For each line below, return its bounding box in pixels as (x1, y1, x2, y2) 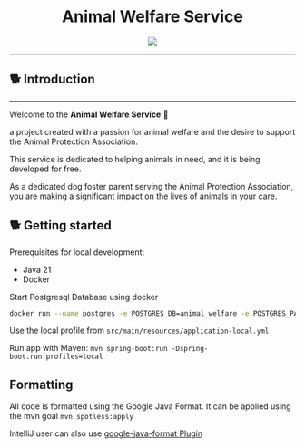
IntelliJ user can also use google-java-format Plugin (9, 428, 202, 439)
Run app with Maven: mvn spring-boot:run (9, 343, 168, 354)
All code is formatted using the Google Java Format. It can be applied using (9, 401, 292, 412)
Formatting (9, 376, 74, 392)
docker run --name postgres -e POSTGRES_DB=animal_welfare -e (9, 308, 250, 318)
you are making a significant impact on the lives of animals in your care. (9, 190, 278, 201)
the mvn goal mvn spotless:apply (9, 411, 134, 422)
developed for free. (9, 163, 82, 174)
